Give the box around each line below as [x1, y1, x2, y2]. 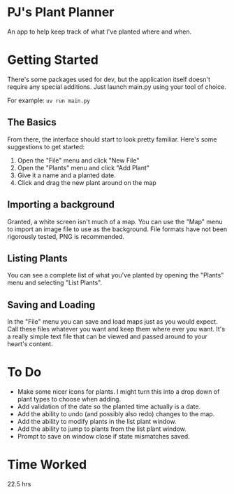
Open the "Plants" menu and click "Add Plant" [17, 163, 150, 172]
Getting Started [7, 52, 99, 68]
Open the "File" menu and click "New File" [17, 156, 140, 165]
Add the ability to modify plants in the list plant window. [17, 418, 177, 426]
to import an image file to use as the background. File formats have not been [7, 225, 228, 233]
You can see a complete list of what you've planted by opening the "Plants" [7, 271, 224, 280]
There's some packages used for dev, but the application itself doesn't [7, 75, 211, 83]
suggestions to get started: [7, 142, 85, 151]
